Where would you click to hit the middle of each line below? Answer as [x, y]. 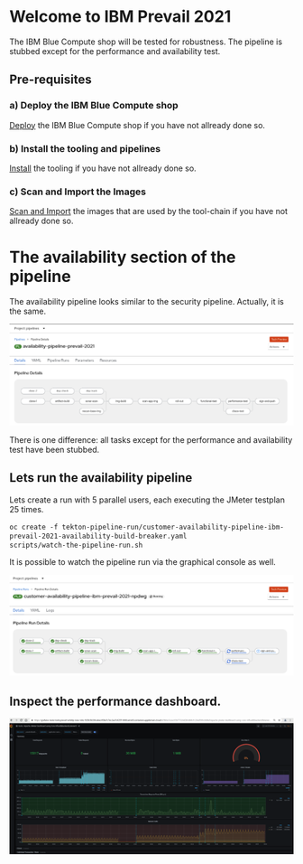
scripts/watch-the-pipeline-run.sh [76, 545]
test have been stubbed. [55, 449]
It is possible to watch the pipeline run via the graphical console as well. [143, 561]
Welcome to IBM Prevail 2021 [120, 17]
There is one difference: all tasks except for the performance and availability [151, 439]
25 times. [27, 509]
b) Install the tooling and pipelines [85, 148]
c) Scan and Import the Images [78, 192]
